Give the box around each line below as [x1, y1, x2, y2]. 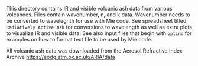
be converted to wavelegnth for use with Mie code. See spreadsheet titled [6, 18, 187, 24]
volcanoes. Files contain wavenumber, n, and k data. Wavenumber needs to [6, 11, 190, 18]
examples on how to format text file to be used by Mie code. [6, 36, 152, 43]
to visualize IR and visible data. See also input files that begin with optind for [6, 30, 192, 37]
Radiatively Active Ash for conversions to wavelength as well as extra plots [6, 23, 192, 30]
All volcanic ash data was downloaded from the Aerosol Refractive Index [6, 47, 183, 54]
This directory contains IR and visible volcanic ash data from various [6, 5, 173, 12]
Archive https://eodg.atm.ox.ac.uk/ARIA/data [6, 54, 115, 60]
